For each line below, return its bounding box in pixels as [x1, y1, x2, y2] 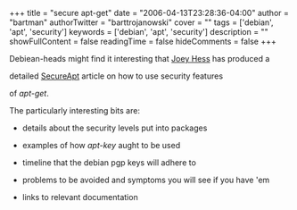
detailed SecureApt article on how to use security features [9, 71, 224, 81]
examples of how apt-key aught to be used [21, 140, 181, 150]
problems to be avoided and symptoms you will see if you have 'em [21, 174, 270, 185]
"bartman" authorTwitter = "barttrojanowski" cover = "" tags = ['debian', [9, 17, 274, 28]
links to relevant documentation [21, 192, 138, 202]
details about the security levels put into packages [21, 122, 208, 133]
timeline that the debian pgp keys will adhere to [21, 157, 196, 168]
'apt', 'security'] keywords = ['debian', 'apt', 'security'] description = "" [9, 27, 269, 37]
